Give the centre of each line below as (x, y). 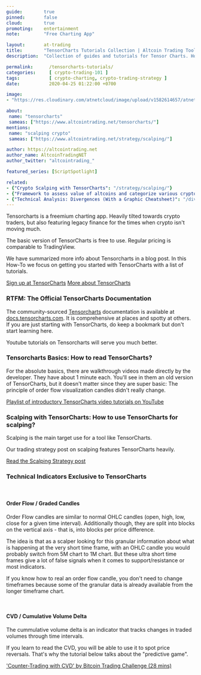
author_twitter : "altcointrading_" (51, 161)
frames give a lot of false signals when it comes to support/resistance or (95, 560)
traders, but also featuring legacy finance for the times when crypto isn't (96, 223)
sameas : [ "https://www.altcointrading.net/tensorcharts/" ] (84, 122)
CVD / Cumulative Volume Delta (47, 616)
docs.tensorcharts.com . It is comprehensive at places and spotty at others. (99, 318)
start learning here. (30, 331)
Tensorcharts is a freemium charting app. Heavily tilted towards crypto (93, 216)
